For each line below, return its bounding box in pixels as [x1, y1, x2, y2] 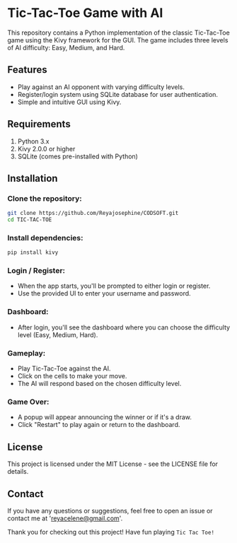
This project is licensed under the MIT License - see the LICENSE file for [7, 460, 218, 468]
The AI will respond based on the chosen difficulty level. [17, 380, 182, 388]
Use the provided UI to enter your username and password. [17, 289, 191, 298]
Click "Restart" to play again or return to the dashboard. [17, 421, 180, 429]
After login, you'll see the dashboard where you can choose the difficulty [17, 323, 231, 332]
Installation [7, 172, 58, 185]
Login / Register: [7, 266, 66, 276]
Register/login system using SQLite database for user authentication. [17, 90, 218, 98]
